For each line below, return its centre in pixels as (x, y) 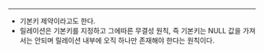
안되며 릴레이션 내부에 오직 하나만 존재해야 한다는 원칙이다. (124, 40)
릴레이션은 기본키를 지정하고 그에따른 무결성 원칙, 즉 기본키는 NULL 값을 (130, 31)
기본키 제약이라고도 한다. (57, 21)
